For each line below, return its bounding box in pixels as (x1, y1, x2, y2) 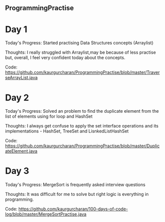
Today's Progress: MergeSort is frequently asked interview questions (5, 182, 146, 188)
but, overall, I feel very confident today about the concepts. (5, 55, 126, 61)
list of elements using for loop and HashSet (5, 113, 93, 120)
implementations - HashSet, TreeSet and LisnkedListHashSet (5, 128, 129, 134)
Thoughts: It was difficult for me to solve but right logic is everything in (5, 191, 149, 197)
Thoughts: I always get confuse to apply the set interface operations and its (5, 123, 159, 129)
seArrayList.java (5, 75, 38, 81)
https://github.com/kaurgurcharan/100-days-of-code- (18, 206, 128, 212)
